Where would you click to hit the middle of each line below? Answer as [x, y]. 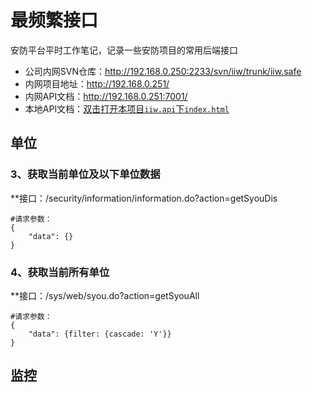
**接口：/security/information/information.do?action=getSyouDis [144, 198]
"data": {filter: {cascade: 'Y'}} [100, 334]
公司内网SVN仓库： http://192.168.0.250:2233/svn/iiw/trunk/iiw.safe [163, 71]
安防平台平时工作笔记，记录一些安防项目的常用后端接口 [124, 50]
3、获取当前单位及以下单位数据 [85, 174]
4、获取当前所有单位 [60, 272]
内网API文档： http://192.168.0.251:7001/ [106, 96]
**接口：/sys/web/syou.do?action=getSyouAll [105, 295]
